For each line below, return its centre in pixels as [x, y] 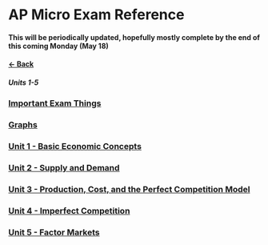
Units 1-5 [24, 82]
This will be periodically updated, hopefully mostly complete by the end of [134, 37]
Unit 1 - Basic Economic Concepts [75, 147]
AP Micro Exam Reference [96, 15]
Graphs [23, 125]
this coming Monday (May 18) [59, 46]
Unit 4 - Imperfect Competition [69, 211]
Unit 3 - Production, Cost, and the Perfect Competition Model [129, 190]
